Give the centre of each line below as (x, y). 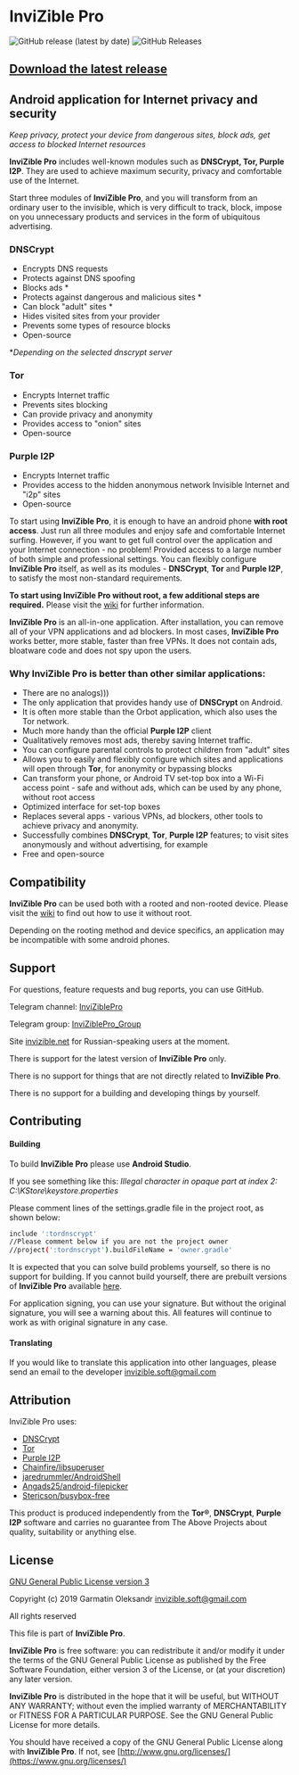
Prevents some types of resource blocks (96, 326)
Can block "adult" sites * (67, 307)
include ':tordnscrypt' (53, 1234)
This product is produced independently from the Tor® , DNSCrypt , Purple (145, 1513)
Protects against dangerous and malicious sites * (112, 297)
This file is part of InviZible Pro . (67, 1633)
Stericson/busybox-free (66, 1496)
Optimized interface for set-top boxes (91, 807)
